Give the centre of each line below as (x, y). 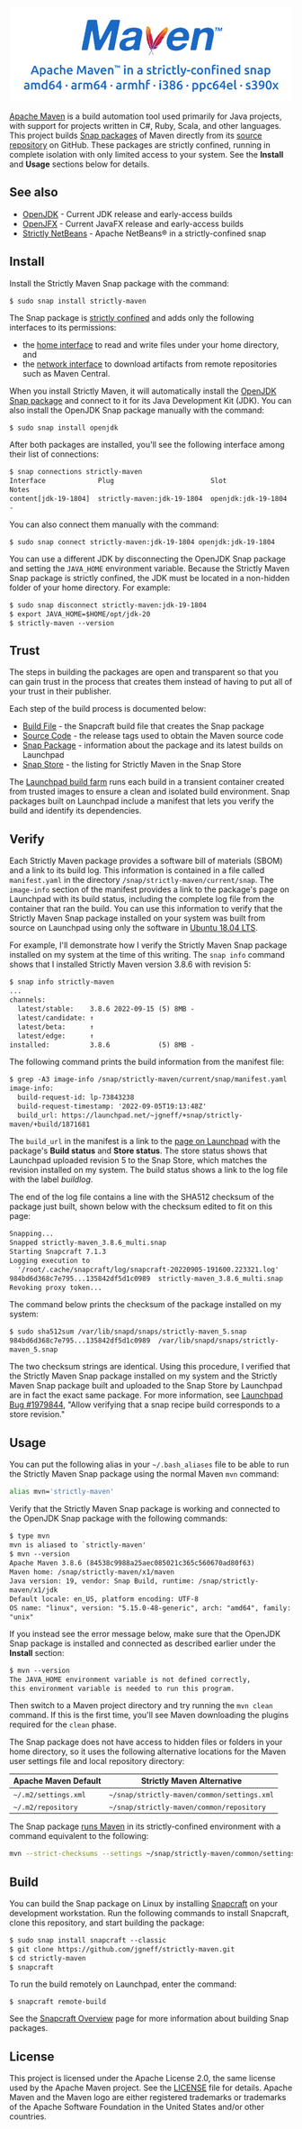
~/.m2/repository (45, 1807)
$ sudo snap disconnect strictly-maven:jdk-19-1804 (108, 605)
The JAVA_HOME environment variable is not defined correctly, (130, 1679)
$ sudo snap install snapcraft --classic (88, 1941)
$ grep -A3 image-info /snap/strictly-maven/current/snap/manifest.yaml (148, 1079)
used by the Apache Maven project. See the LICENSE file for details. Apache (151, 2088)
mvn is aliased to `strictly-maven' (78, 1545)
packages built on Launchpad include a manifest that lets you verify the (142, 801)
